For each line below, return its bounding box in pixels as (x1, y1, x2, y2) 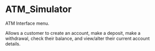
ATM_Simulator (5, 4, 72, 15)
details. (5, 40, 21, 46)
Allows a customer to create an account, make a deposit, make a (5, 30, 141, 36)
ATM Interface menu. (5, 20, 50, 26)
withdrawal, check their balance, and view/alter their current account (5, 35, 150, 41)
